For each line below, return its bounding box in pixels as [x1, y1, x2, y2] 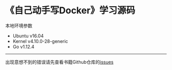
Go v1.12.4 [12, 43, 35, 50]
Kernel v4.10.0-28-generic [12, 38, 68, 44]
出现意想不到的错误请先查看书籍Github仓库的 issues [5, 59, 114, 65]
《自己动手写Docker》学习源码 [5, 5, 136, 16]
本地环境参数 [5, 22, 32, 29]
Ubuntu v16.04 [12, 33, 44, 39]
